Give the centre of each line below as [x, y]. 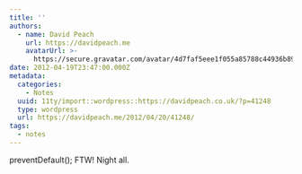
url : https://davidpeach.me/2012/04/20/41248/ [106, 117]
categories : [40, 84]
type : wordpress [48, 109]
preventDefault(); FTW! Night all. [70, 160]
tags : [19, 126]
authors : [26, 26]
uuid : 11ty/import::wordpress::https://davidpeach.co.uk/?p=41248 [144, 101]
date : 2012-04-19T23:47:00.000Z [70, 68]
